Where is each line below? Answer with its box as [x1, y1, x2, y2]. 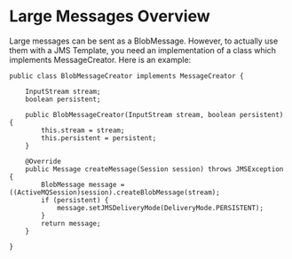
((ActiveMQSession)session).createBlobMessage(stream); [9, 188, 220, 197]
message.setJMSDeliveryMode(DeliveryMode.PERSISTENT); [56, 203, 264, 212]
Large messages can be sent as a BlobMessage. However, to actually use [9, 35, 279, 46]
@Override [25, 157, 62, 166]
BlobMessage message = [41, 180, 125, 189]
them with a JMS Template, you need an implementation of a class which [9, 44, 277, 55]
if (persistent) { [41, 195, 109, 205]
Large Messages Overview [9, 6, 210, 27]
